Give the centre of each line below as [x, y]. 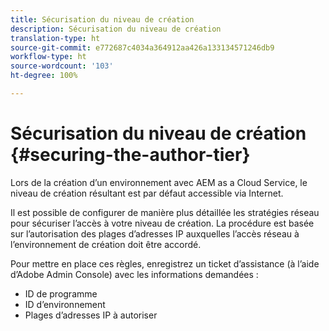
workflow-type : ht [48, 57]
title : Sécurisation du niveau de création [102, 19]
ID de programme [61, 293]
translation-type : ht [55, 38]
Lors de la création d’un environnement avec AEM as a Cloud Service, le [159, 182]
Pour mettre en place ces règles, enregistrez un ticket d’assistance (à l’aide [165, 263]
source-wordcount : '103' [62, 66]
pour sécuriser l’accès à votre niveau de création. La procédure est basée [162, 223]
